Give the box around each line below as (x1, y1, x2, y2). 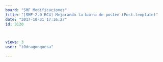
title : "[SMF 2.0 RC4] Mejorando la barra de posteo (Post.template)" (5, 12, 158, 17)
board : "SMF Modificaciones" (5, 7, 67, 13)
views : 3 (5, 40, 24, 45)
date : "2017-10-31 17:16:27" (5, 17, 67, 22)
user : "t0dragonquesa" (5, 44, 53, 50)
